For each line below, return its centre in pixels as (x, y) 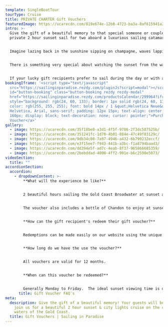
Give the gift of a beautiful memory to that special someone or (79, 33)
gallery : (14, 125)
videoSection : (20, 158)
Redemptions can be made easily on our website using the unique (93, 235)
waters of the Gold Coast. (42, 312)
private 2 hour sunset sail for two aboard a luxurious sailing (78, 38)
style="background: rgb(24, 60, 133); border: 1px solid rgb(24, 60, (83, 102)
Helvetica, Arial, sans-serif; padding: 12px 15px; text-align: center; (87, 111)
